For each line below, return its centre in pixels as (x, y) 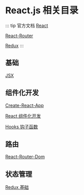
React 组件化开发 (23, 116)
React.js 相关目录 (42, 10)
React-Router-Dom (25, 157)
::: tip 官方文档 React (27, 25)
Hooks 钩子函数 (22, 127)
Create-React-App (25, 105)
